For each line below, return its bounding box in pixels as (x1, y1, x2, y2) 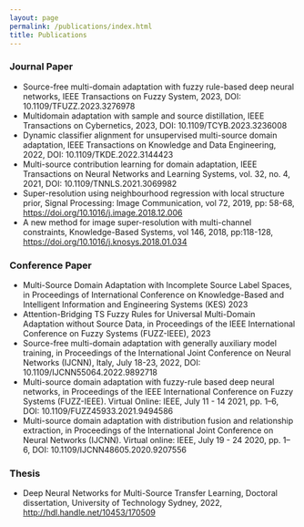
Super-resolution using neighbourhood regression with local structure (22, 188, 285, 199)
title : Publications (9, 30, 88, 39)
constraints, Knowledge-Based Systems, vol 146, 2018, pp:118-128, (22, 226, 274, 237)
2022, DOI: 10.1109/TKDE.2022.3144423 (22, 149, 174, 160)
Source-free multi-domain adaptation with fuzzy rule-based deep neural (22, 81, 294, 92)
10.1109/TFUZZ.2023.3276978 (22, 100, 136, 111)
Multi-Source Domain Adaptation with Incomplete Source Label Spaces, (22, 279, 293, 290)
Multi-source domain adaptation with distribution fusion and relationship (22, 415, 294, 426)
